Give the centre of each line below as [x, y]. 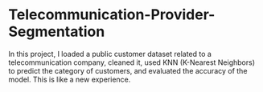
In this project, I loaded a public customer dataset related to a [110, 54]
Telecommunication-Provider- [112, 15]
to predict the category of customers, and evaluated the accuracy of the [128, 70]
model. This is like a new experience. [70, 79]
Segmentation [57, 32]
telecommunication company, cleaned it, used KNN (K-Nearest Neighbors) [132, 62]
